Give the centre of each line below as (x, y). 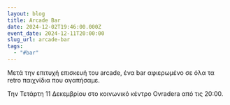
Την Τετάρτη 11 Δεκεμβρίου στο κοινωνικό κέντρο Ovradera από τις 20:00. (115, 93)
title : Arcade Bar (34, 20)
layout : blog (26, 14)
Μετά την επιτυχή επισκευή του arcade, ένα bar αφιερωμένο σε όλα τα (111, 72)
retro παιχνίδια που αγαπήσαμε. (53, 80)
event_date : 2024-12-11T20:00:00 (56, 33)
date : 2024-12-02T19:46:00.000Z (54, 27)
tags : (15, 46)
